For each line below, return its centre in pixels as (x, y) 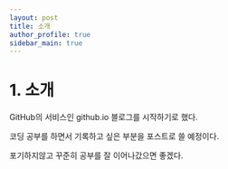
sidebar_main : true (46, 43)
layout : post (34, 18)
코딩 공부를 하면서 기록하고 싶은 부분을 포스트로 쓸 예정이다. (114, 136)
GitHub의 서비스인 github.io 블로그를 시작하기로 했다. (104, 117)
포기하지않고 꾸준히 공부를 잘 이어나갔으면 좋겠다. (96, 155)
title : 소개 (30, 26)
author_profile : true (50, 34)
